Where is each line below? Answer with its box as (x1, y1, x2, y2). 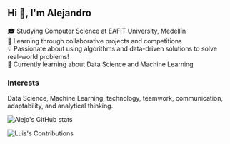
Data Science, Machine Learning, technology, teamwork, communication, (7, 94, 224, 103)
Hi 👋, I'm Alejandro (7, 7, 91, 19)
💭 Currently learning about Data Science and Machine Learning (7, 60, 194, 68)
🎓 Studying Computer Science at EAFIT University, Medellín (7, 26, 186, 35)
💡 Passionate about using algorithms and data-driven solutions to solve (7, 44, 218, 53)
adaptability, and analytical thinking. (7, 101, 114, 110)
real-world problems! (7, 52, 69, 61)
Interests (7, 78, 39, 88)
